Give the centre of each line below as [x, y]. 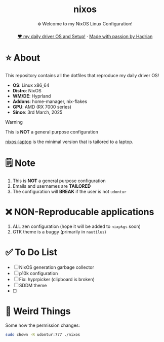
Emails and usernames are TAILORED [52, 186]
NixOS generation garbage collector [57, 267]
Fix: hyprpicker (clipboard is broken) [57, 279]
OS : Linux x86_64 [31, 85]
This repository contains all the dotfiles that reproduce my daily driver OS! [82, 75]
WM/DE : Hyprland [32, 96]
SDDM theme [33, 285]
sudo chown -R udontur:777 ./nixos [43, 334]
